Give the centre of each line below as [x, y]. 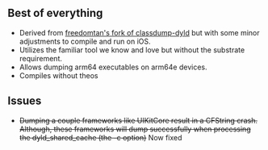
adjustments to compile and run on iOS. [85, 41]
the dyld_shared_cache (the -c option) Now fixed [100, 137]
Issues [25, 101]
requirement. [40, 58]
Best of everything [55, 13]
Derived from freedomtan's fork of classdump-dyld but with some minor [139, 32]
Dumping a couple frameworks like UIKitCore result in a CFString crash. [138, 120]
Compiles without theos [59, 75]
